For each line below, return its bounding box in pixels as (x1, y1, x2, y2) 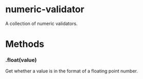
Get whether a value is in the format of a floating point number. (5, 68, 138, 74)
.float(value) (5, 57, 37, 64)
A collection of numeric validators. (5, 20, 78, 27)
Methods (5, 38, 45, 50)
